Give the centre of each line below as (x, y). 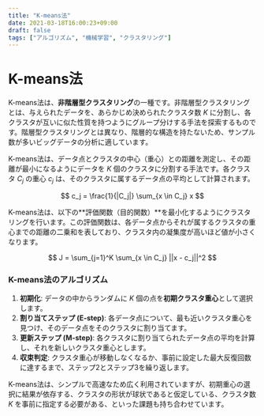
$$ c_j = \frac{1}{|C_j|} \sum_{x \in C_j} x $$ (132, 195)
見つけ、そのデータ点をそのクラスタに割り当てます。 (105, 328)
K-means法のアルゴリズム (58, 279)
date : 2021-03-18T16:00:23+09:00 (63, 23)
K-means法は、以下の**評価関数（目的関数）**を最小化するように (116, 212)
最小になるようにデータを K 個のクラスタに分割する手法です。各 (126, 169)
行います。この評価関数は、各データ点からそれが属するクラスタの (142, 221)
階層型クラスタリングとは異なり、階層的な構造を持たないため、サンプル (138, 132)
